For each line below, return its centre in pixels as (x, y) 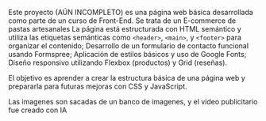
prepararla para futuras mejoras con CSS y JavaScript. (98, 86)
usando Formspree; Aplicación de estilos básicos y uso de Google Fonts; (127, 54)
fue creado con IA (38, 110)
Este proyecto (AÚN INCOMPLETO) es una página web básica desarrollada (131, 12)
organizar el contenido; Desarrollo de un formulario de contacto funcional (128, 46)
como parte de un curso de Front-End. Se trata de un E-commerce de (122, 21)
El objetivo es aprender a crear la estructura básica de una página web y (127, 78)
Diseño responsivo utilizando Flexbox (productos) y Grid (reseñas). (118, 62)
